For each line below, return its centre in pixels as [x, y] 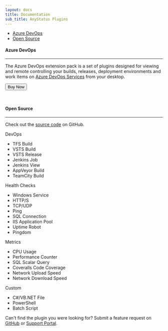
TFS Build [22, 143]
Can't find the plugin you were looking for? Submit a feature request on [78, 317]
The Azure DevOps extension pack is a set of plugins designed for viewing [82, 66]
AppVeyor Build [28, 170]
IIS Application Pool [32, 221]
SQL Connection [29, 216]
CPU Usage [24, 251]
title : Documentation [28, 14]
